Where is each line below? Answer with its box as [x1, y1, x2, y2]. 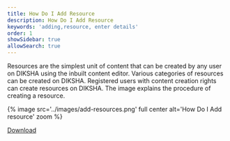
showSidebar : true [7, 36, 61, 43]
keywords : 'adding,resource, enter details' [7, 23, 139, 30]
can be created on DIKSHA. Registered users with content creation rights [7, 77, 217, 84]
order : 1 [7, 29, 33, 37]
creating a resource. [7, 91, 66, 100]
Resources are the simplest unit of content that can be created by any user [7, 62, 222, 70]
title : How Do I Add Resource [7, 10, 95, 17]
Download [7, 126, 37, 134]
